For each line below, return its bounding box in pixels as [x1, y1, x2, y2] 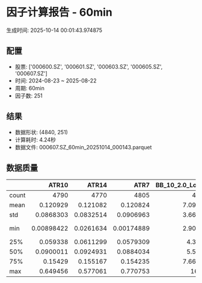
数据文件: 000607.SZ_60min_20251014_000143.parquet [14, 143, 152, 151]
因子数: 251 [14, 92, 43, 99]
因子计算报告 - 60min [6, 5, 112, 19]
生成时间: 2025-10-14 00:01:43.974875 [6, 26, 103, 34]
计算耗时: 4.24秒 [14, 136, 56, 143]
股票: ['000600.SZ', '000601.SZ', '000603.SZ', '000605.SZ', [14, 63, 163, 70]
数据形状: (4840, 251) [14, 128, 68, 135]
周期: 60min [14, 84, 45, 92]
